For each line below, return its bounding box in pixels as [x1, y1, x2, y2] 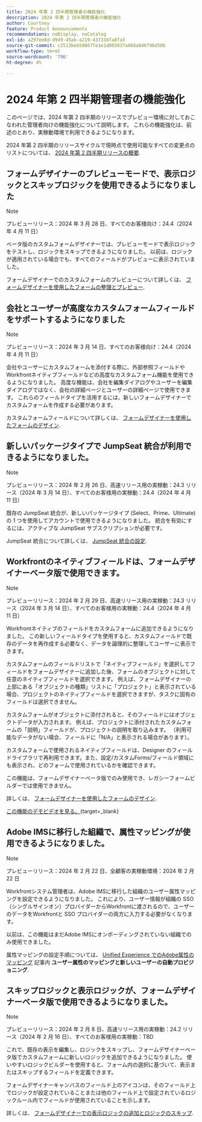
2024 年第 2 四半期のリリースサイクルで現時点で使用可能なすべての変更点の [6, 141, 195, 149]
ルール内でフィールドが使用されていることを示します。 [16, 1097, 154, 1104]
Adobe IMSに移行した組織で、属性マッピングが [6, 827, 183, 837]
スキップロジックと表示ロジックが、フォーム [6, 985, 172, 996]
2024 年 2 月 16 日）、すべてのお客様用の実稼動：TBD [22, 1033, 154, 1040]
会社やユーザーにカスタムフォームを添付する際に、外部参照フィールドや [6, 364, 185, 371]
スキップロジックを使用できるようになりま [30, 179, 189, 190]
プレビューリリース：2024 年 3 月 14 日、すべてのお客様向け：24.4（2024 [6, 343, 192, 350]
